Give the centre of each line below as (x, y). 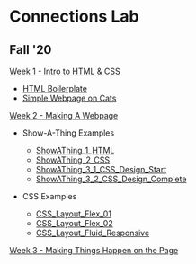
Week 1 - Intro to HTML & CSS (65, 71)
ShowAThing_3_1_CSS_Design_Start (101, 169)
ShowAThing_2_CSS (73, 160)
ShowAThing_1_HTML (75, 150)
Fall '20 (31, 50)
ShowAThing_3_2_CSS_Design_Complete (111, 179)
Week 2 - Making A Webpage (64, 115)
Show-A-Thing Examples (68, 133)
